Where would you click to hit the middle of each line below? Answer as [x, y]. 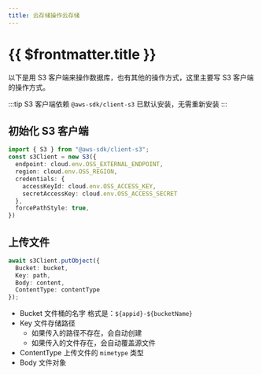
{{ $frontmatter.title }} [82, 54]
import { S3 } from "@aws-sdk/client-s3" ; [79, 150]
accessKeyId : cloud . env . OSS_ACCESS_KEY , [89, 186]
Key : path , [33, 275]
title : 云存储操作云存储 [44, 15]
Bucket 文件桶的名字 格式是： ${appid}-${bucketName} [106, 314]
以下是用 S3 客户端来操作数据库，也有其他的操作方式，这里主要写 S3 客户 [128, 77]
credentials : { [40, 179]
